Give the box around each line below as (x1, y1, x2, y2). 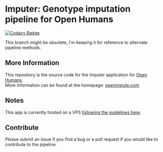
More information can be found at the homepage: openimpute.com (5, 82, 140, 88)
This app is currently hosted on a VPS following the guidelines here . (5, 109, 142, 115)
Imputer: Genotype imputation (5, 3, 131, 15)
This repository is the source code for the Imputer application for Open (5, 72, 147, 78)
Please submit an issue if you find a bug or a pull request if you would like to (5, 136, 158, 142)
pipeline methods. (5, 44, 41, 50)
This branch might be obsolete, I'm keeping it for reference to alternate (5, 39, 148, 45)
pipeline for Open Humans (5, 14, 114, 25)
